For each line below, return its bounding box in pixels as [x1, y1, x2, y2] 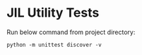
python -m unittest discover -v [6, 41, 102, 48]
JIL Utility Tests [6, 5, 100, 21]
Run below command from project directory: [6, 28, 136, 36]
